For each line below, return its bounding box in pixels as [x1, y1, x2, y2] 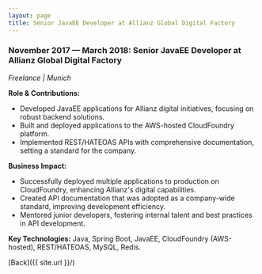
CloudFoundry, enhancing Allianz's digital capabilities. [19, 185, 196, 194]
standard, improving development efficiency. [19, 201, 166, 211]
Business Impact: [8, 161, 67, 170]
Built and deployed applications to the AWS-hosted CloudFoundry [19, 120, 235, 130]
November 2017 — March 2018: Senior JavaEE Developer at [8, 45, 241, 56]
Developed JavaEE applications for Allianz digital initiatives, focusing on [19, 104, 254, 113]
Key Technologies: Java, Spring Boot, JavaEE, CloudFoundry [8, 234, 209, 243]
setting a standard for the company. [19, 146, 137, 155]
